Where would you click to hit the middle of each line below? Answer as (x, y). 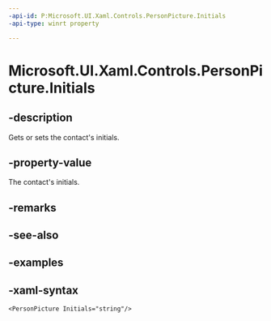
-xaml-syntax (44, 290)
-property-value (50, 163)
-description (40, 118)
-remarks (32, 208)
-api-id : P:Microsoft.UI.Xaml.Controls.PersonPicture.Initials (117, 16)
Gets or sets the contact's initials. (64, 137)
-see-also (34, 235)
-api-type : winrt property (54, 24)
